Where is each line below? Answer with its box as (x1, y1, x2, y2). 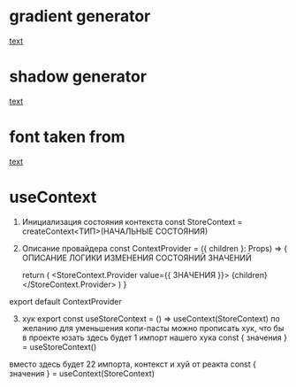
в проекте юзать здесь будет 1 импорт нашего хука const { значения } (21, 332, 287, 343)
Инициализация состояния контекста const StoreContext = (21, 216, 243, 227)
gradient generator (9, 6, 151, 27)
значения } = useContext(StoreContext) (9, 368, 156, 378)
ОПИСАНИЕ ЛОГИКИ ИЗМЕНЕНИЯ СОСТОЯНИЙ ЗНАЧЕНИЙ (21, 252, 252, 263)
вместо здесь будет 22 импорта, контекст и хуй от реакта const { (9, 359, 256, 369)
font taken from (9, 127, 125, 147)
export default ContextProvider (9, 296, 122, 306)
